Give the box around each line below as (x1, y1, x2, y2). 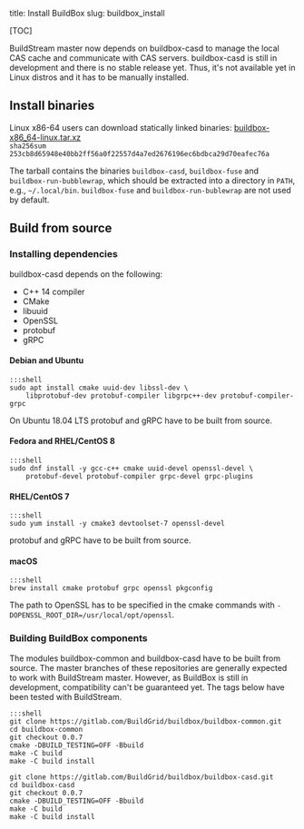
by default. (9, 194, 50, 205)
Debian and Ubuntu (9, 355, 84, 366)
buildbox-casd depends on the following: (9, 268, 163, 280)
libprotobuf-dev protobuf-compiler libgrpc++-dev (25, 390, 218, 400)
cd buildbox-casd (9, 780, 75, 789)
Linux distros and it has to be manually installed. (9, 72, 189, 83)
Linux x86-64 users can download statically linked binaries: (9, 122, 232, 133)
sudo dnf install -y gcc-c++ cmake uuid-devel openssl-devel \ (9, 463, 254, 473)
